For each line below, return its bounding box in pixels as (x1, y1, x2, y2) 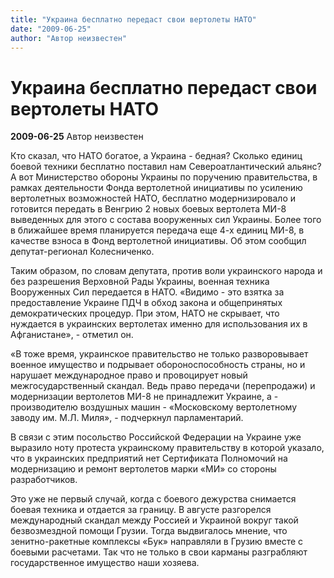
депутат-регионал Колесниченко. (10, 246, 155, 258)
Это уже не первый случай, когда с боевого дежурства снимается (10, 493, 297, 505)
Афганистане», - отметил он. (10, 329, 134, 341)
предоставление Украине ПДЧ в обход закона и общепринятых (10, 297, 283, 309)
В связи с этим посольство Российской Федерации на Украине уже (10, 431, 302, 443)
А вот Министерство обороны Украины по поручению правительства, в (10, 171, 318, 183)
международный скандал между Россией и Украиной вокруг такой (10, 514, 299, 526)
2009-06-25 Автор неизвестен (10, 131, 144, 143)
